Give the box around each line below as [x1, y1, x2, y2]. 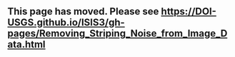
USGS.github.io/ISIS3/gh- [7, 17, 125, 29]
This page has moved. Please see [7, 6, 159, 18]
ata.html [7, 39, 46, 51]
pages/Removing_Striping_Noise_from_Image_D [7, 27, 228, 39]
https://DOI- [161, 6, 216, 18]
